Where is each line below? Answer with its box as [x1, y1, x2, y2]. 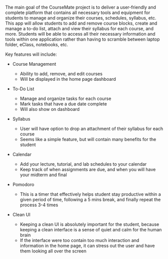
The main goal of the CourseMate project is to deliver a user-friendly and [5, 5, 156, 10]
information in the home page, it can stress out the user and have [20, 243, 155, 248]
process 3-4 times [20, 202, 59, 208]
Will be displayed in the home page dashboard [20, 76, 116, 82]
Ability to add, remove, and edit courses [20, 71, 103, 77]
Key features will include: [5, 51, 57, 57]
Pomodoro [12, 182, 35, 187]
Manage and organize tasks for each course [20, 95, 111, 101]
